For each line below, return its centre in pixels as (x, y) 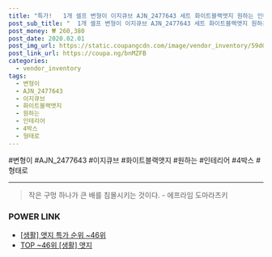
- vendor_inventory (49, 69)
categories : (28, 61)
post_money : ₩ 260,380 (47, 31)
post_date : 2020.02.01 (47, 38)
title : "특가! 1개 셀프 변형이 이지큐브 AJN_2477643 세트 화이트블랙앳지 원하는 (131, 16)
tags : (17, 76)
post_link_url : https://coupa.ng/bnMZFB (78, 53)
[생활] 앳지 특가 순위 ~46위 (63, 234)
